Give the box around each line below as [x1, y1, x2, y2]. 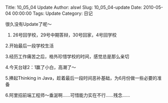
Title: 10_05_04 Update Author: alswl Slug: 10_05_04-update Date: [5, 5, 143, 10]
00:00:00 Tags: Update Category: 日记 [12, 10, 93, 16]
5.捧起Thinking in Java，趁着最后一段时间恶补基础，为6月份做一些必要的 [5, 75, 157, 81]
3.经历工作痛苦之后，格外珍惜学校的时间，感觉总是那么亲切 [5, 53, 129, 59]
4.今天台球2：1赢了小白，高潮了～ [5, 64, 76, 70]
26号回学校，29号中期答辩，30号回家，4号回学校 [12, 32, 117, 38]
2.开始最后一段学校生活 [5, 43, 54, 49]
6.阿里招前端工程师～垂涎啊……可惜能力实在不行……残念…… [5, 92, 130, 98]
